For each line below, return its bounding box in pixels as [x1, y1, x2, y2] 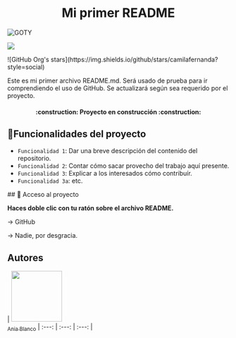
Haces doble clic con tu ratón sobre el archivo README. [7, 204, 174, 212]
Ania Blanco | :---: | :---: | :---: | [7, 322, 93, 332]
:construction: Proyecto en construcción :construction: [35, 107, 201, 116]
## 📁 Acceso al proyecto [7, 191, 79, 199]
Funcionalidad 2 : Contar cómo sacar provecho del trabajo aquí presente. [17, 162, 230, 170]
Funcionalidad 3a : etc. [17, 176, 83, 185]
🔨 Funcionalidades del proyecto [7, 128, 147, 140]
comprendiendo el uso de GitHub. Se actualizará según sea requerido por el [7, 83, 228, 92]
